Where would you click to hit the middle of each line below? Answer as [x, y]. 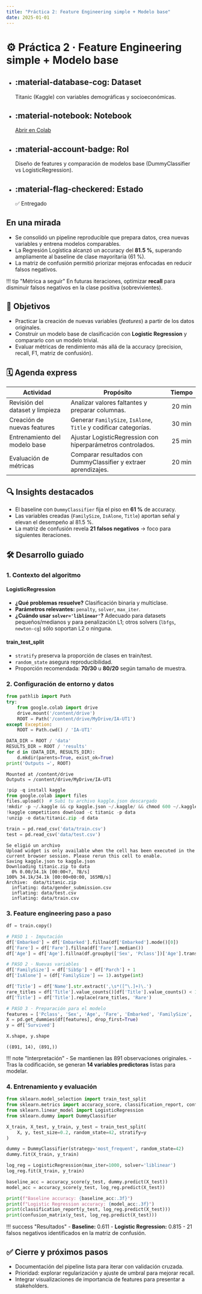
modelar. [17, 1071]
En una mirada [34, 223]
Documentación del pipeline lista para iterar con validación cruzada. [99, 1266]
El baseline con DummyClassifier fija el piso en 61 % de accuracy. [95, 509]
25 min [182, 441]
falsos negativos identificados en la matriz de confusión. [76, 1233]
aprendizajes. [90, 470]
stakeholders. [32, 1286]
